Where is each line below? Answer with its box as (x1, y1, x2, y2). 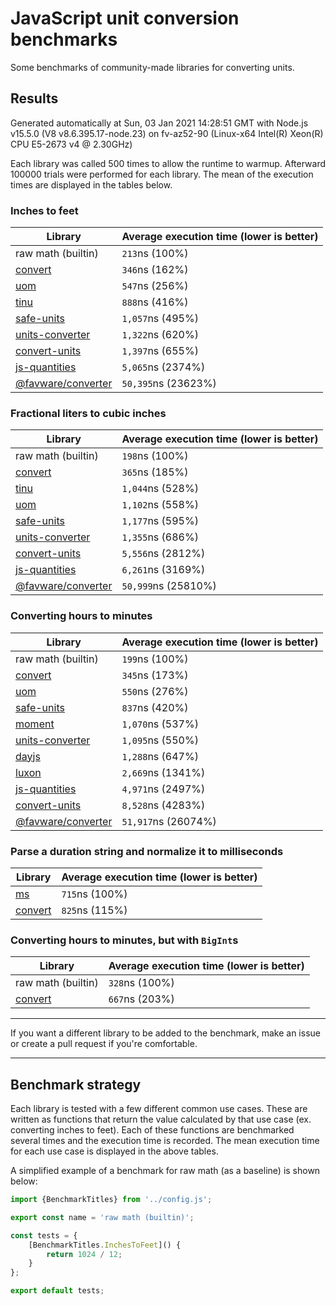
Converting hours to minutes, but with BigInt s (10, 933, 239, 947)
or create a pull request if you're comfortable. (10, 1038, 198, 1050)
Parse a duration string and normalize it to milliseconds (10, 844, 284, 858)
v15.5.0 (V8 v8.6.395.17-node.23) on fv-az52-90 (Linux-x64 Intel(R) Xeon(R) (10, 127, 324, 139)
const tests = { (10, 1230, 78, 1241)
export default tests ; (10, 1286, 105, 1296)
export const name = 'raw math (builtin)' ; (10, 1212, 195, 1222)
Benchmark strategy (10, 1076, 142, 1093)
